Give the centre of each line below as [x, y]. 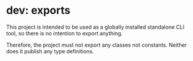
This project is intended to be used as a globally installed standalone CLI [95, 27]
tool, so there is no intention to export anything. [65, 33]
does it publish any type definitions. [50, 51]
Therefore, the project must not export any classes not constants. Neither [96, 45]
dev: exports [38, 10]
